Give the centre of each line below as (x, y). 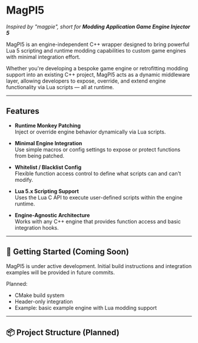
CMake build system (39, 295)
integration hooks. (37, 227)
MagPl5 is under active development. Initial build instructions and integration (99, 266)
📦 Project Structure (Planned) (63, 332)
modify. (24, 179)
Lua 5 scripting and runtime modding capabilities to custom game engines (96, 50)
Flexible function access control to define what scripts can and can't (98, 173)
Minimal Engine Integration (48, 143)
